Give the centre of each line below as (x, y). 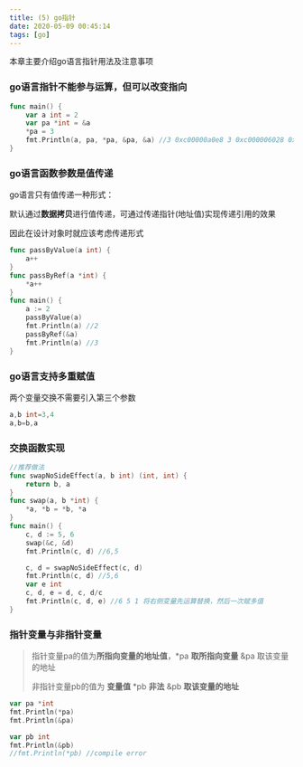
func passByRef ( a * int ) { (58, 275)
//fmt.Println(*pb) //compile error (78, 753)
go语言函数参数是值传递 (61, 173)
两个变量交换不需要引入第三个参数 (73, 397)
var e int (44, 584)
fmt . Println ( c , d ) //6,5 (72, 551)
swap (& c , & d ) (50, 543)
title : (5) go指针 (42, 18)
